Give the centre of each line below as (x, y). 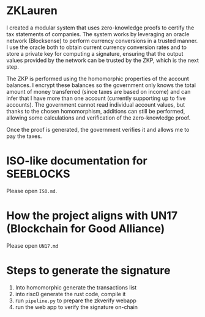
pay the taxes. (24, 136)
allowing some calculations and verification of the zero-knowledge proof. (99, 118)
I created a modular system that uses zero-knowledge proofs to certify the (100, 28)
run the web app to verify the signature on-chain (76, 307)
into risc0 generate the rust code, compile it (70, 294)
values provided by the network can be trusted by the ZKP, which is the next (102, 60)
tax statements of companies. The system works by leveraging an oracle (98, 34)
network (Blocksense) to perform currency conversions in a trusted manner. (102, 40)
